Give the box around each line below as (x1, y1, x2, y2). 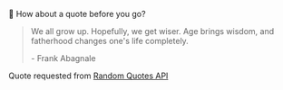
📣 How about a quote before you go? (8, 9, 146, 19)
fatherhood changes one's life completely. (30, 36, 190, 46)
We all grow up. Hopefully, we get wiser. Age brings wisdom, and (30, 26, 274, 36)
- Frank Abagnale (30, 53, 96, 63)
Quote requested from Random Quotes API (8, 70, 169, 81)
